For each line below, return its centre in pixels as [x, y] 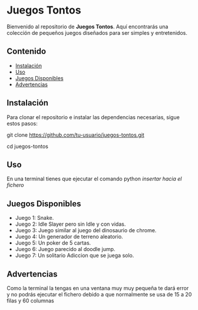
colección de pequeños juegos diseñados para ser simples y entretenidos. [97, 32]
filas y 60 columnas [31, 301]
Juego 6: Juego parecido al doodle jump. [65, 249]
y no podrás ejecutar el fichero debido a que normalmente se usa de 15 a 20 [99, 294]
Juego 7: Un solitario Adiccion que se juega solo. [75, 255]
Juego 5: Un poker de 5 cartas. [53, 243]
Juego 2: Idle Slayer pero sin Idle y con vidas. [70, 224]
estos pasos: [22, 123]
